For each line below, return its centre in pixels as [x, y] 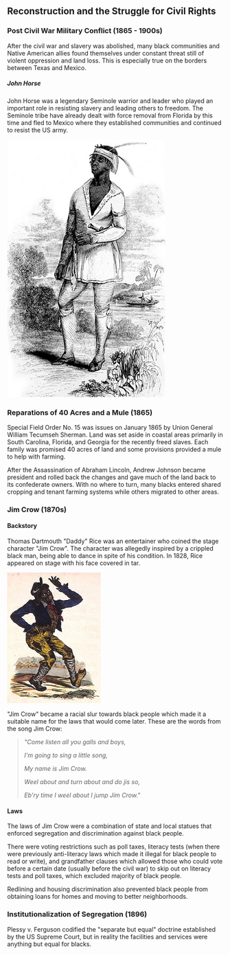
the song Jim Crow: [35, 729]
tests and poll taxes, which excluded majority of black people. [94, 876]
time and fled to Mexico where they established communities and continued [114, 122]
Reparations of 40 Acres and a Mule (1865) [80, 413]
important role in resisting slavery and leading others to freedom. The [105, 108]
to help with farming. [36, 457]
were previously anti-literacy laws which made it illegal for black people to [112, 854]
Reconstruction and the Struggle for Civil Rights [112, 11]
